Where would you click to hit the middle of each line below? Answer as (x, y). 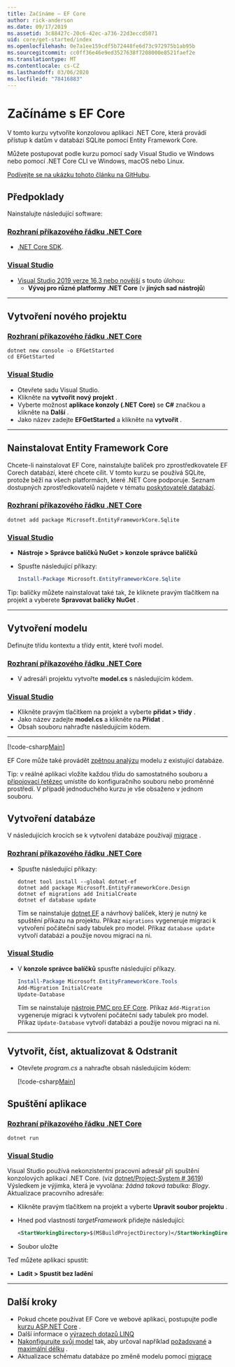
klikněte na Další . (43, 412)
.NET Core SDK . (41, 247)
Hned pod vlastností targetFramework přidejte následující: (101, 1220)
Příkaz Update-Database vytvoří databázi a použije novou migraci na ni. (119, 1023)
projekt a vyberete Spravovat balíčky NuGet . (73, 600)
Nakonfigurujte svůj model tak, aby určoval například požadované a (114, 1341)
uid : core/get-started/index (50, 40)
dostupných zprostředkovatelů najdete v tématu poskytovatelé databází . (111, 487)
